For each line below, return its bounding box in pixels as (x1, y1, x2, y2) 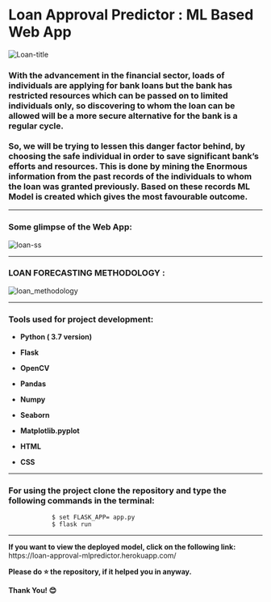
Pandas (19, 379, 47, 389)
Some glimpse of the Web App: (8, 221, 133, 233)
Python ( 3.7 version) (19, 332, 93, 342)
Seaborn (19, 410, 50, 420)
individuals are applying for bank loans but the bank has (8, 79, 233, 91)
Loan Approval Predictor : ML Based (8, 6, 254, 24)
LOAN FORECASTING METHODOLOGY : (8, 267, 165, 279)
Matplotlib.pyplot (19, 426, 80, 436)
